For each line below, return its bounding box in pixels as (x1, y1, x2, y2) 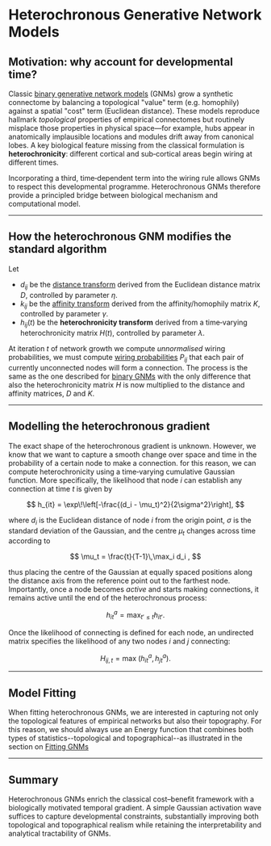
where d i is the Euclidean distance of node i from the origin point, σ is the (8, 515, 252, 526)
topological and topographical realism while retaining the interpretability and (8, 819, 262, 829)
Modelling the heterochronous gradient (8, 420, 211, 433)
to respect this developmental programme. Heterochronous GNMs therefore (8, 182, 261, 191)
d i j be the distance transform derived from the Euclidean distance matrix (19, 279, 261, 291)
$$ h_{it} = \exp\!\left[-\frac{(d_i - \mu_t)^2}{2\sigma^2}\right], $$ (27, 499, 244, 509)
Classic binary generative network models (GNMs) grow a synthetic (8, 89, 234, 98)
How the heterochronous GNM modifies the (8, 230, 232, 244)
